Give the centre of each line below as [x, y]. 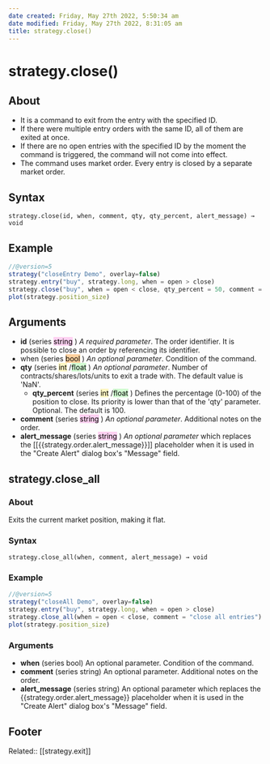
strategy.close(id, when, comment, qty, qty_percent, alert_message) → [131, 216]
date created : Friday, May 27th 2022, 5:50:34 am [94, 16]
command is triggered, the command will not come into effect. [124, 155]
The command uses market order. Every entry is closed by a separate [136, 164]
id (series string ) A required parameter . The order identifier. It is [127, 342]
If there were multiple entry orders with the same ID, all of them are [132, 129]
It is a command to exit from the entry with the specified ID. [119, 120]
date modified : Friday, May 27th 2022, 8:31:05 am [95, 23]
